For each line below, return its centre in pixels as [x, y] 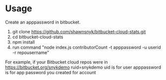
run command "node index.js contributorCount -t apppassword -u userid [86, 47]
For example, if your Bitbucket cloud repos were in [56, 62]
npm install [24, 42]
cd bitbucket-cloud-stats [38, 37]
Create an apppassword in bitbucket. [43, 22]
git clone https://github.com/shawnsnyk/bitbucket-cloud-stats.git [79, 31]
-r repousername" [31, 53]
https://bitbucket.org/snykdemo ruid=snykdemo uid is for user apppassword [83, 67]
